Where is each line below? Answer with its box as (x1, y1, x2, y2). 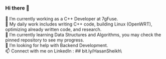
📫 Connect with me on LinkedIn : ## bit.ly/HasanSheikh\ (5, 48, 122, 54)
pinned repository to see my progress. (5, 37, 84, 43)
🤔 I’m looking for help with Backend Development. (5, 42, 108, 48)
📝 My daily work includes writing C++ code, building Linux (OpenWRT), (5, 21, 152, 27)
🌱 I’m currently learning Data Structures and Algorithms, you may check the (5, 32, 161, 38)
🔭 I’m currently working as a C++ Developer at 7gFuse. (5, 16, 118, 22)
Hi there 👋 (5, 4, 30, 11)
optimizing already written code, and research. (5, 26, 102, 32)
